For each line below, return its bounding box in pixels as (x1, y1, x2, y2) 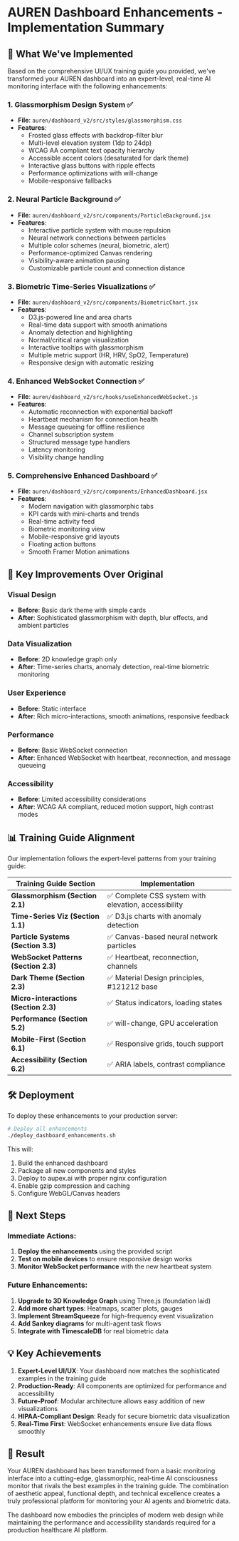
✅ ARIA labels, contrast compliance (107, 1059, 225, 1069)
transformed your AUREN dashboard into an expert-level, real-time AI (7, 74, 211, 83)
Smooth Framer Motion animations (28, 547, 130, 556)
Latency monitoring (28, 445, 85, 454)
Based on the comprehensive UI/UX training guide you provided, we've (7, 67, 216, 75)
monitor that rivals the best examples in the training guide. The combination (7, 1482, 229, 1490)
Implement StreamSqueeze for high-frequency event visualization (17, 1311, 213, 1320)
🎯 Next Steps (7, 1210, 66, 1222)
